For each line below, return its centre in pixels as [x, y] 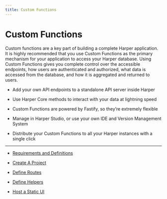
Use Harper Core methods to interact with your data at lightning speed [84, 99]
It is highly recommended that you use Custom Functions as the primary [79, 53]
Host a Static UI [28, 192]
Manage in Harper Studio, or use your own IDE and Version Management [87, 118]
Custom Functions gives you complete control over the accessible [73, 64]
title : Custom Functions [31, 10]
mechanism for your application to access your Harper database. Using [78, 59]
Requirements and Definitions [42, 153]
